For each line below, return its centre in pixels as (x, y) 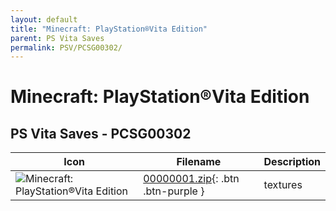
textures (283, 185)
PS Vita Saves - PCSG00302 (101, 133)
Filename (199, 162)
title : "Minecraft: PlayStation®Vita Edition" (109, 29)
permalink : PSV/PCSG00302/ (66, 47)
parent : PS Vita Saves (57, 38)
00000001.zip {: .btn (191, 179)
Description (292, 162)
